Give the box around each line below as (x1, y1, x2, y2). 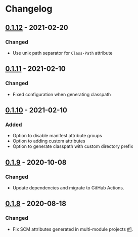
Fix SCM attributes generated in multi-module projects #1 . (12, 226, 133, 232)
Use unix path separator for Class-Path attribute (12, 50, 113, 56)
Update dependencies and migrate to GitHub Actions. (12, 184, 125, 190)
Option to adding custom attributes (12, 138, 85, 144)
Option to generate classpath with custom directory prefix (12, 143, 133, 149)
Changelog (5, 3, 53, 15)
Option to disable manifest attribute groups (12, 133, 102, 139)
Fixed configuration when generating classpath (12, 91, 111, 97)
